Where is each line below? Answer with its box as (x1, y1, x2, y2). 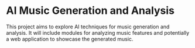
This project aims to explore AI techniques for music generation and (6, 23, 170, 30)
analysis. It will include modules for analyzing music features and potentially (6, 29, 190, 36)
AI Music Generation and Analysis (6, 4, 175, 17)
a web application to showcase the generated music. (6, 35, 134, 42)
